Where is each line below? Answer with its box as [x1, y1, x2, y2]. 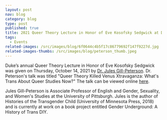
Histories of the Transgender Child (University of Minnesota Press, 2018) [5, 98, 154, 104]
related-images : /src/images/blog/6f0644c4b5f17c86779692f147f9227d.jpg [5, 44, 159, 49]
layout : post [5, 7, 32, 12]
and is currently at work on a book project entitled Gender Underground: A [5, 104, 158, 110]
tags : [5, 35, 16, 40]
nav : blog [5, 12, 26, 17]
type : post [5, 21, 28, 26]
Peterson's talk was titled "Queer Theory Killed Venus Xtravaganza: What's [5, 73, 159, 79]
